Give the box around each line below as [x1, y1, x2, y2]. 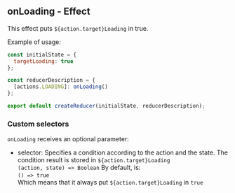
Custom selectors [7, 119, 69, 129]
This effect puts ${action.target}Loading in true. [7, 24, 149, 32]
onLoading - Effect [7, 6, 90, 17]
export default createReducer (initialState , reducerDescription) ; [7, 103, 206, 110]
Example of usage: [7, 38, 62, 46]
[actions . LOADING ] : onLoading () [13, 83, 109, 90]
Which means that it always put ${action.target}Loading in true [17, 178, 203, 187]
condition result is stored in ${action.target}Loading [17, 156, 170, 164]
